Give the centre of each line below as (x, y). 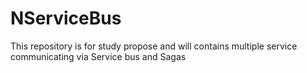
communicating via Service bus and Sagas (98, 56)
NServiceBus (66, 18)
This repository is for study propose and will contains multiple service (154, 46)
